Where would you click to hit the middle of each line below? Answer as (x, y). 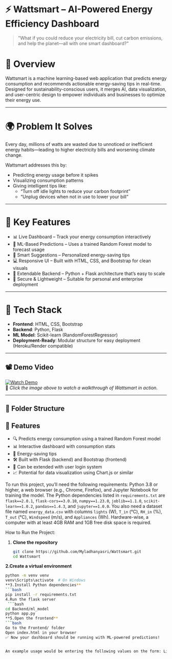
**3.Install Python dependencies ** (43, 585)
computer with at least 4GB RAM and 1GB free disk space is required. (78, 522)
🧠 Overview (30, 64)
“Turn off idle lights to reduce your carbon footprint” (75, 191)
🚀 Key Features (38, 222)
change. (14, 155)
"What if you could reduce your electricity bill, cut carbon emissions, (90, 38)
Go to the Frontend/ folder (35, 628)
